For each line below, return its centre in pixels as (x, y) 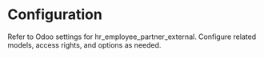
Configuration (55, 15)
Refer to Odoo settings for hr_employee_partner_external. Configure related (132, 37)
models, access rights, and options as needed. (84, 44)
